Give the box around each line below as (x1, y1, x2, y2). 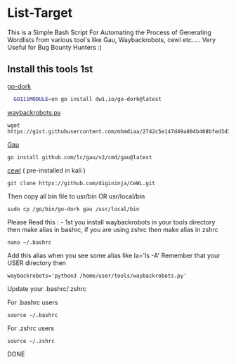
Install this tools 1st (7, 63, 93, 75)
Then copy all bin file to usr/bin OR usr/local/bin (7, 191, 145, 201)
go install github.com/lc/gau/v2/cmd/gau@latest (7, 154, 152, 161)
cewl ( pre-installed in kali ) (7, 166, 86, 175)
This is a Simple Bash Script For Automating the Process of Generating (7, 28, 212, 36)
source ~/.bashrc (7, 311, 58, 318)
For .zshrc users (7, 324, 55, 332)
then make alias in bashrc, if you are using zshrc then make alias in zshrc (7, 225, 219, 234)
